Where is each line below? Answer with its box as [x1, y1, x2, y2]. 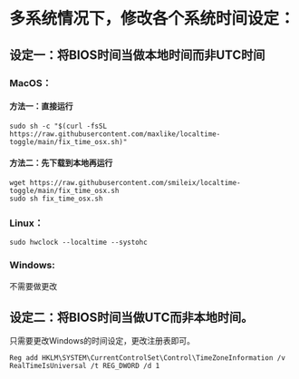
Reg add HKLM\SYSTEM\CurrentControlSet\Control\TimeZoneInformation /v [9, 354, 285, 363]
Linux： [9, 217, 43, 229]
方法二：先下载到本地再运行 [9, 158, 113, 169]
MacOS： [9, 76, 53, 89]
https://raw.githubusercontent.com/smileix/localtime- [29, 178, 242, 187]
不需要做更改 [9, 280, 57, 291]
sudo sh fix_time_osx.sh [9, 194, 103, 203]
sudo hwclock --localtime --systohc [9, 238, 148, 248]
